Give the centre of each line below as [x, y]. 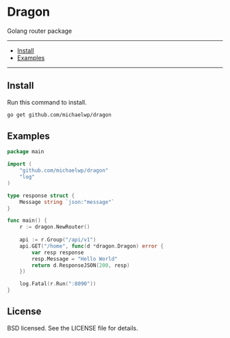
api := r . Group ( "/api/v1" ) [58, 240]
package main [26, 152]
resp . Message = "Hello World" [75, 259]
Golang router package [40, 31]
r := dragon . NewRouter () [55, 227]
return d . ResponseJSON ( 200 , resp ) [81, 265]
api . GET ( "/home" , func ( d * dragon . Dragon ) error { [92, 246]
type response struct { [41, 196]
